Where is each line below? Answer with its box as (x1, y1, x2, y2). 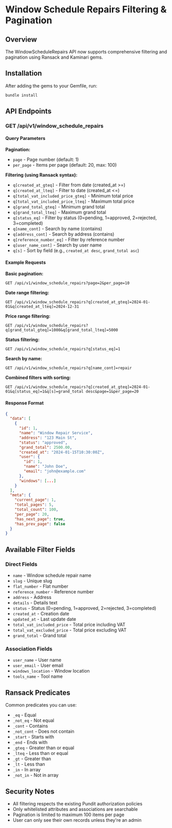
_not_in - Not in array (12, 772, 59, 778)
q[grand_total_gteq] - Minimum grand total (12, 204, 105, 210)
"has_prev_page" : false (14, 521, 66, 526)
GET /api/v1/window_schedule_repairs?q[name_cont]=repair (5, 365, 132, 371)
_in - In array (12, 767, 41, 773)
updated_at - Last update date (12, 616, 77, 622)
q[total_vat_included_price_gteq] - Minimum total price (12, 193, 133, 199)
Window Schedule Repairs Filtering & (5, 4, 167, 15)
